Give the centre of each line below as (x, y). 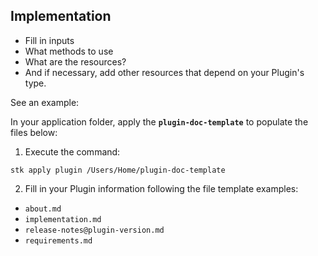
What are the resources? (75, 61)
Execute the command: (72, 151)
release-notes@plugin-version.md (94, 230)
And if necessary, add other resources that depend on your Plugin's (164, 72)
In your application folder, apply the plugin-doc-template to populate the (159, 121)
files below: (34, 132)
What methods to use (69, 51)
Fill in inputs (49, 40)
